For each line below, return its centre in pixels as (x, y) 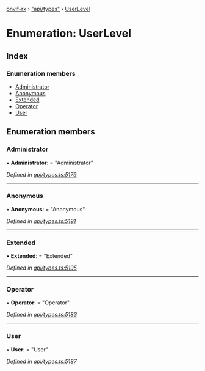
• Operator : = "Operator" (38, 303)
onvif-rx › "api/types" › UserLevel (48, 9)
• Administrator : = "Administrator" (50, 163)
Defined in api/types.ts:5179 (41, 174)
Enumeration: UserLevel (69, 34)
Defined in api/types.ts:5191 (41, 221)
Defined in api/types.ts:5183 (42, 315)
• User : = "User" (27, 349)
